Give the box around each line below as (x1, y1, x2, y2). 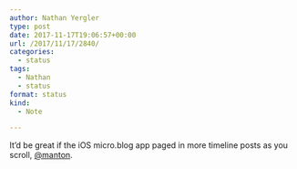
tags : (9, 65, 30, 74)
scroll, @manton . (9, 150, 73, 161)
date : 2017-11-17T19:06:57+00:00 (9, 30, 137, 39)
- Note (17, 107, 43, 116)
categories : (9, 48, 55, 57)
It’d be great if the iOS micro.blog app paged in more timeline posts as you (9, 140, 289, 151)
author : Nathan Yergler (9, 13, 100, 23)
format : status (9, 90, 67, 99)
